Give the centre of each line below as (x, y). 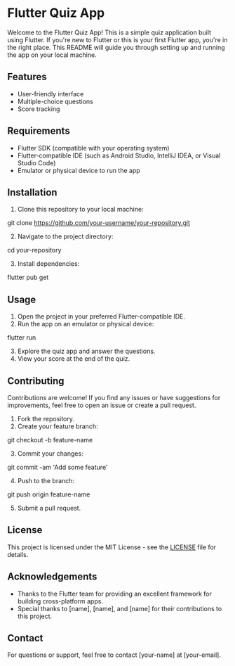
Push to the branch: (46, 481)
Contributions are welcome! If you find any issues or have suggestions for (114, 398)
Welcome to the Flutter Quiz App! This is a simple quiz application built (109, 32)
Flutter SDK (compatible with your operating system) (93, 148)
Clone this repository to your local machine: (80, 210)
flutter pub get (28, 277)
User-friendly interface (51, 94)
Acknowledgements (52, 577)
